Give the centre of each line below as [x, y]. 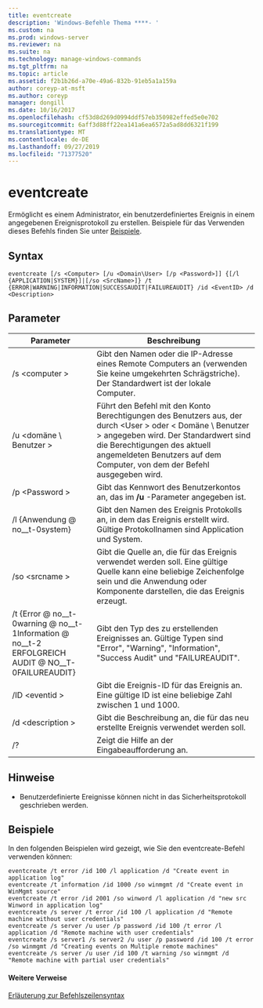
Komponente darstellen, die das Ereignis [171, 591]
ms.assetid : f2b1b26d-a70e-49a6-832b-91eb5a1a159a [92, 81]
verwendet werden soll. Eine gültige [162, 562]
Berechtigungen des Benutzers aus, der [169, 415]
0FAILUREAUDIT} [44, 672]
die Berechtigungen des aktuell [154, 445]
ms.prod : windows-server [49, 37]
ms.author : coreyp [38, 96]
